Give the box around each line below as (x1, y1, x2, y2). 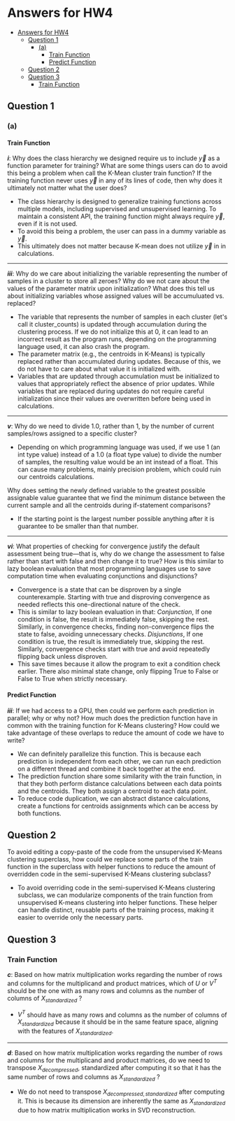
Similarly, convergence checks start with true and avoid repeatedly (17, 645, 211, 653)
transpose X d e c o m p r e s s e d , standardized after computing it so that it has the (7, 1063, 222, 1073)
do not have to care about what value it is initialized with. (17, 365, 181, 373)
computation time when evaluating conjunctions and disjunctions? (7, 572, 198, 580)
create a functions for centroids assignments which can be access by (17, 801, 218, 810)
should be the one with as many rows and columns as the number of (7, 986, 205, 994)
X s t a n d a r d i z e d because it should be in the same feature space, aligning (17, 1018, 219, 1028)
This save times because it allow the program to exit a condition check (17, 659, 221, 669)
